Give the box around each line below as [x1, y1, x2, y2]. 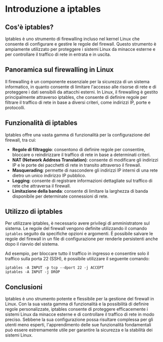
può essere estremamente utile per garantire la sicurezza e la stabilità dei [5, 327, 153, 333]
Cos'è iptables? [5, 23, 54, 31]
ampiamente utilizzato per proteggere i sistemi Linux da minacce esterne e [5, 46, 156, 52]
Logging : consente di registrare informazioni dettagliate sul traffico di [12, 178, 153, 183]
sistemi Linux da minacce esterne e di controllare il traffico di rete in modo [5, 312, 155, 318]
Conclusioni [5, 283, 43, 291]
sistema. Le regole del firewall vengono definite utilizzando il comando [5, 226, 147, 231]
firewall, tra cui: [5, 137, 36, 143]
